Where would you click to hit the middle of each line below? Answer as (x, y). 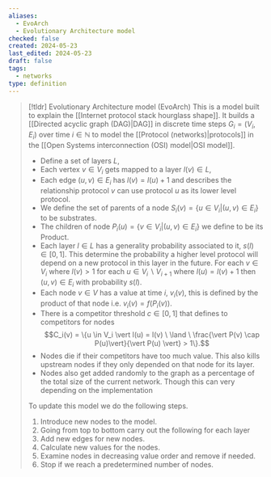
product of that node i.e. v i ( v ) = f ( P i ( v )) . (106, 304)
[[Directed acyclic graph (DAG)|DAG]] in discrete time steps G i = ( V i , (142, 125)
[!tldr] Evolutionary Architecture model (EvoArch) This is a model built (144, 107)
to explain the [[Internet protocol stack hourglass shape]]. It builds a (141, 115)
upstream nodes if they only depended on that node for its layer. (147, 365)
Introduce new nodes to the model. (99, 422)
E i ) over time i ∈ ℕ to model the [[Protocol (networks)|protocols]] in (141, 136)
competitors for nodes (77, 322)
